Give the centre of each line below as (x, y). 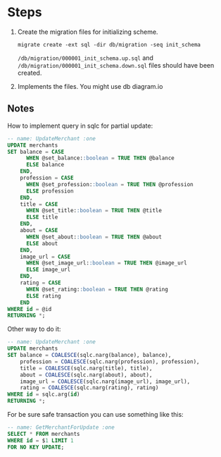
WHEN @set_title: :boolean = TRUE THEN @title (94, 211)
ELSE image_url (48, 270)
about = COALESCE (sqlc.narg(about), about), (86, 374)
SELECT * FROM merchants (44, 434)
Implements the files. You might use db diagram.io (90, 86)
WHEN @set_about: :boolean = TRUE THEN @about (94, 237)
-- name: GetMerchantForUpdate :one (61, 427)
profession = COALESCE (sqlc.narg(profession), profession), (110, 361)
